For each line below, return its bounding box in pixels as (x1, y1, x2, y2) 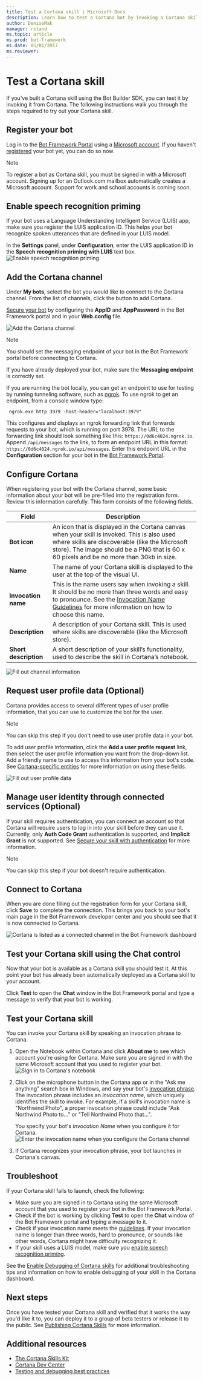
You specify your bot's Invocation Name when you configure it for (14, 1123, 180, 1129)
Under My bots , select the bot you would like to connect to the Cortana (6, 288, 184, 295)
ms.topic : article (6, 31, 53, 38)
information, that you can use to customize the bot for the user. (6, 708, 164, 715)
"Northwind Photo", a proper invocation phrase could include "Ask (14, 1104, 180, 1111)
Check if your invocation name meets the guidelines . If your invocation (14, 1224, 191, 1232)
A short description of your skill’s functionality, (52, 645, 184, 654)
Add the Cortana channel (6, 272, 103, 282)
